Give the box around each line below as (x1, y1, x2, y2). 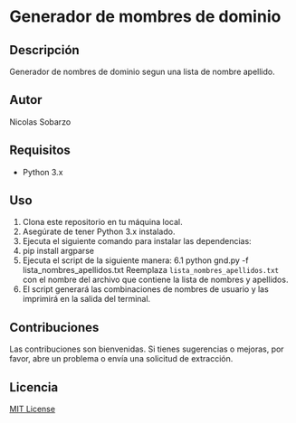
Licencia (9, 380, 59, 395)
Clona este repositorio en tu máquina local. (22, 217, 183, 228)
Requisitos (9, 143, 71, 158)
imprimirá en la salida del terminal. (22, 294, 151, 305)
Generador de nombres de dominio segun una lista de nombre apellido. (9, 66, 276, 77)
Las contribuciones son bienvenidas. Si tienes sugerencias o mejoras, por (9, 343, 284, 354)
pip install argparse (22, 246, 95, 257)
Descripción (9, 42, 80, 58)
